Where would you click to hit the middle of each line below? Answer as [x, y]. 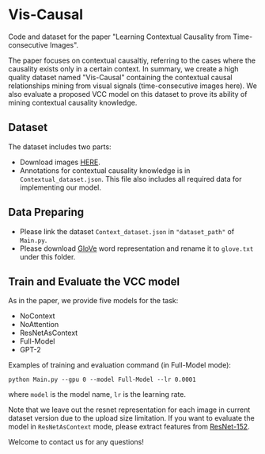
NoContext [37, 316]
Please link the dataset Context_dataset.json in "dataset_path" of [127, 231]
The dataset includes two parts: [60, 146]
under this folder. [47, 256]
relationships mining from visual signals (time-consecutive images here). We [132, 86]
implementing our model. [60, 187]
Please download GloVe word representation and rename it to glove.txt [136, 248]
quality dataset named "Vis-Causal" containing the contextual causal [120, 77]
